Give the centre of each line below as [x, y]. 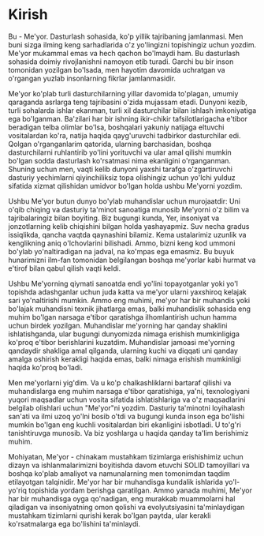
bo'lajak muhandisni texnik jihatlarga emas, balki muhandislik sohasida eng [129, 309]
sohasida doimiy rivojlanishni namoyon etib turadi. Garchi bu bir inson [121, 62]
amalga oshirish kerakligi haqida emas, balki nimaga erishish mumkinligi [125, 359]
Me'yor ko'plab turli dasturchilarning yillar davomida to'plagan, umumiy [123, 93]
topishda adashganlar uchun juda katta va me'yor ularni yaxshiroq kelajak [127, 292]
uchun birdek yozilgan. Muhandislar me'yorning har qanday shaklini [118, 325]
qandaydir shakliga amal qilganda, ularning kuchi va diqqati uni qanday [123, 350]
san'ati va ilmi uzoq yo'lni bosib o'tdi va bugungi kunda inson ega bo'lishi [126, 416]
